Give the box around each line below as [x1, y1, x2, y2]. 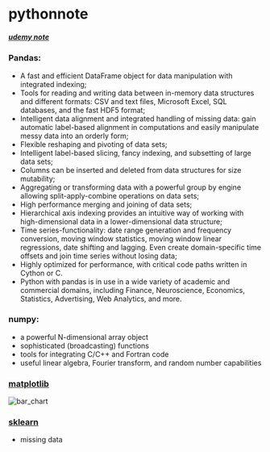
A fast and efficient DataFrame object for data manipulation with [19, 70, 233, 81]
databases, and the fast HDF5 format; [19, 105, 146, 115]
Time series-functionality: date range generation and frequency [19, 225, 232, 235]
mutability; [19, 174, 56, 183]
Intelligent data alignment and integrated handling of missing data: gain [19, 114, 256, 123]
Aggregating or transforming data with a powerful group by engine [19, 182, 242, 192]
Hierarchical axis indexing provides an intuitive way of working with [19, 207, 244, 218]
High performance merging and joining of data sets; [19, 199, 193, 209]
